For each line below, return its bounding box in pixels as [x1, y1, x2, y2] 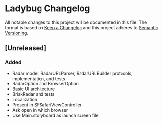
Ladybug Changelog [5, 3, 90, 14]
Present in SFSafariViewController [12, 102, 82, 108]
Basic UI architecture [12, 86, 55, 92]
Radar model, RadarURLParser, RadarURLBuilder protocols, [12, 70, 133, 76]
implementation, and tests [12, 75, 65, 82]
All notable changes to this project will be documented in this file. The [5, 19, 147, 25]
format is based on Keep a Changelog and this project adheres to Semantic [5, 24, 158, 30]
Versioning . [5, 30, 29, 36]
